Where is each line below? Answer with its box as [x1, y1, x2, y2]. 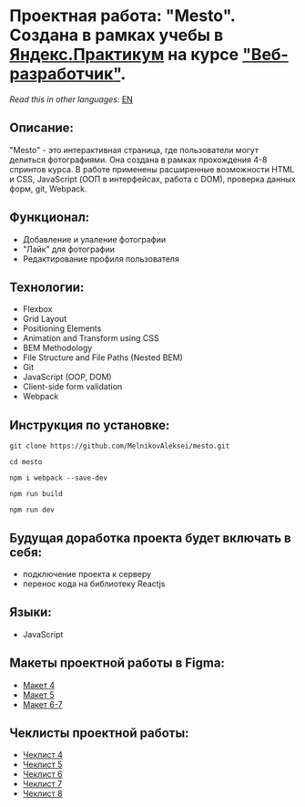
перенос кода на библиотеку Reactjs [22, 578, 166, 589]
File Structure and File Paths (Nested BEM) [22, 352, 184, 363]
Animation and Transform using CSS [22, 333, 159, 344]
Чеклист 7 [22, 779, 63, 790]
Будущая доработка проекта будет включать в [9, 530, 291, 545]
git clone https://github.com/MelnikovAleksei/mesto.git [9, 441, 230, 451]
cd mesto [9, 458, 43, 467]
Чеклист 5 [22, 759, 63, 771]
